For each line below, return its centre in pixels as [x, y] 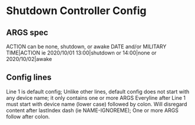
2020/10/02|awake [29, 59]
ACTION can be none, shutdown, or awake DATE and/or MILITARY [86, 46]
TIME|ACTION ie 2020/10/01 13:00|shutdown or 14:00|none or [82, 53]
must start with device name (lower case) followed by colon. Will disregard [97, 104]
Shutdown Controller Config [76, 11]
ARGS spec [27, 33]
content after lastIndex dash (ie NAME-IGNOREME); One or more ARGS [92, 110]
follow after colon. [28, 116]
